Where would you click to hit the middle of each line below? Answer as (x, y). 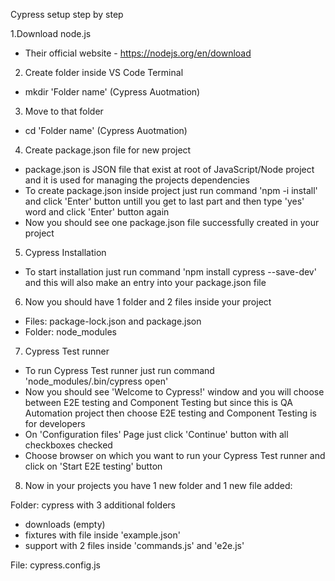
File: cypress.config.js (55, 565)
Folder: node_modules (70, 332)
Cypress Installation (65, 252)
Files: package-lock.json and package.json (113, 321)
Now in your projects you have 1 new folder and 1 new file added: (158, 485)
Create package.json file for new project (108, 150)
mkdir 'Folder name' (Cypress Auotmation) (112, 92)
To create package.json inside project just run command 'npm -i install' (171, 190)
